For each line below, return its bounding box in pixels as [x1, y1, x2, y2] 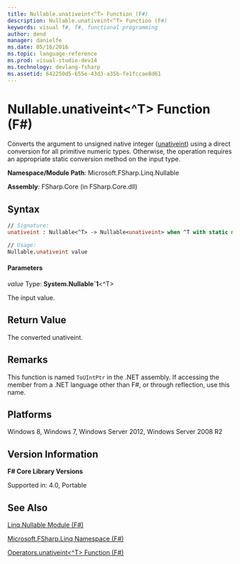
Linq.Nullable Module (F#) [7, 520, 84, 529]
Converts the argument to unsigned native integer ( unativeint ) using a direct [7, 140, 231, 148]
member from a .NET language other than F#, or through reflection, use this [7, 380, 230, 389]
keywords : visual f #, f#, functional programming [7, 24, 159, 31]
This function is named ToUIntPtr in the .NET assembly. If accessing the [7, 373, 220, 381]
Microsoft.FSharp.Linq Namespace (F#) [7, 535, 124, 543]
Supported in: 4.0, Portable [7, 481, 87, 490]
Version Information [7, 448, 99, 460]
